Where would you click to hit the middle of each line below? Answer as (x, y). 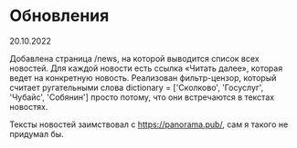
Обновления (59, 16)
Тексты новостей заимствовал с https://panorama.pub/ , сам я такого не (149, 124)
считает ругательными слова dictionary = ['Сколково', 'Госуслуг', (137, 87)
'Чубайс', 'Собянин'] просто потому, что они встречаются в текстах (142, 97)
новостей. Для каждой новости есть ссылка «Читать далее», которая (146, 68)
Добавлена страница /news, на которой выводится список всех (134, 58)
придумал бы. (37, 133)
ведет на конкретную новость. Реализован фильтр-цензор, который (143, 77)
